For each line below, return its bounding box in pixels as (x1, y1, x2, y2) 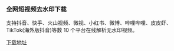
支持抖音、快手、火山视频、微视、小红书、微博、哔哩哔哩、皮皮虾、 (6, 19, 172, 27)
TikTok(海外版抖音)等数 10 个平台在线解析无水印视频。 (6, 27, 137, 34)
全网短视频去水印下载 (6, 5, 67, 13)
